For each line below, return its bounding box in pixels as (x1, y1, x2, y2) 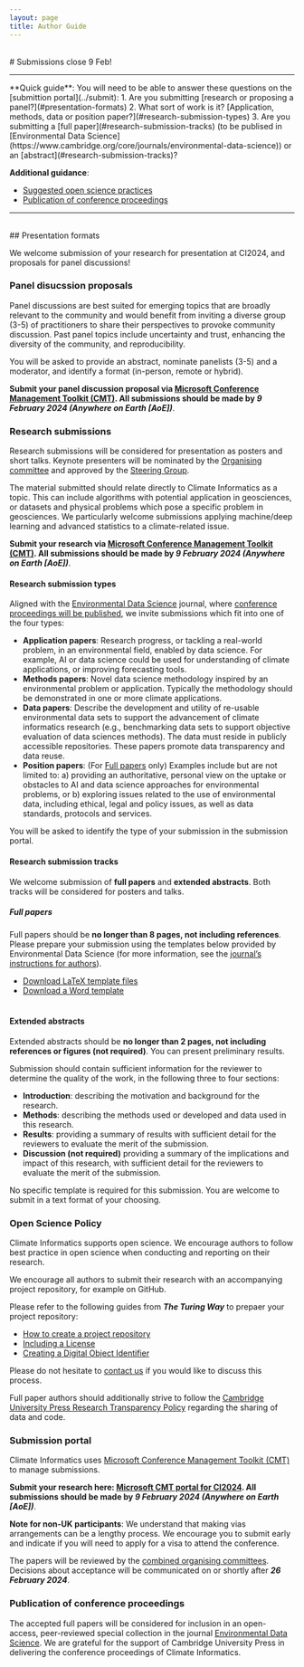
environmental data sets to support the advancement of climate (22, 712, 260, 723)
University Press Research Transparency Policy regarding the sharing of (9, 1402, 279, 1413)
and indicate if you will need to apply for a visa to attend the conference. (9, 1538, 280, 1548)
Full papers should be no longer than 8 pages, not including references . (9, 929, 282, 940)
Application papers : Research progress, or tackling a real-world (22, 635, 262, 646)
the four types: (9, 617, 65, 629)
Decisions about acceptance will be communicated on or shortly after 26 (9, 1565, 281, 1576)
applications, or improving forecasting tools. (22, 664, 187, 675)
